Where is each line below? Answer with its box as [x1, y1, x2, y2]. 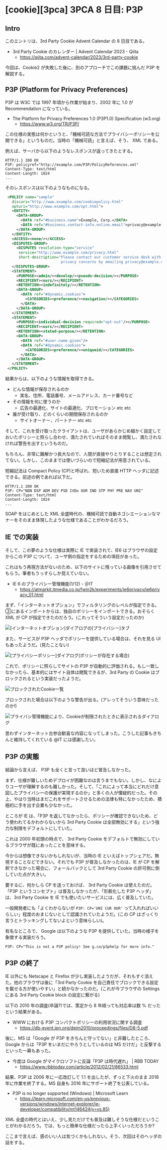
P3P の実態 [5, 752, 39, 761]
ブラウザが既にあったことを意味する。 [9, 842, 88, 848]
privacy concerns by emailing [60, 260, 123, 265]
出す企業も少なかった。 [26, 802, 75, 808]
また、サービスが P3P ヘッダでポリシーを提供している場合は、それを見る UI [5, 635, 161, 641]
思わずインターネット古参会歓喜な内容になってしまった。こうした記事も [5, 730, 153, 736]
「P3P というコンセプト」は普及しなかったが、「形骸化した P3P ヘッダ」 [5, 888, 154, 894]
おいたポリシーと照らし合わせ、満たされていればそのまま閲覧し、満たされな [5, 434, 162, 440]
